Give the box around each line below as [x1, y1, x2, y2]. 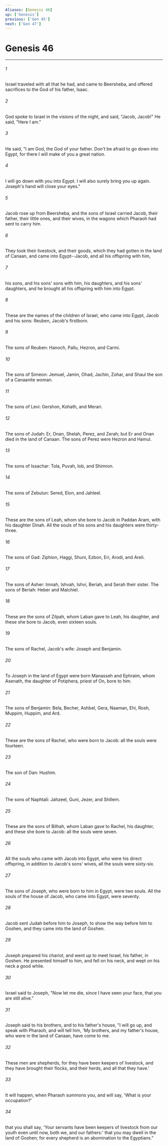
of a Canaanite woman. [5, 377, 53, 383]
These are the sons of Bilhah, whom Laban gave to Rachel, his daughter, [5, 823, 154, 829]
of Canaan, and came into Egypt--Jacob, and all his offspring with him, [5, 253, 151, 259]
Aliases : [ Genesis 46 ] [5, 7, 52, 12]
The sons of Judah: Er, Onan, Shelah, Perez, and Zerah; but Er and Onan [5, 430, 154, 436]
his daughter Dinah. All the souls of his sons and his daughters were [5, 522, 145, 528]
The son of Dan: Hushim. [5, 769, 56, 775]
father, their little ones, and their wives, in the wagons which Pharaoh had [5, 215, 156, 221]
